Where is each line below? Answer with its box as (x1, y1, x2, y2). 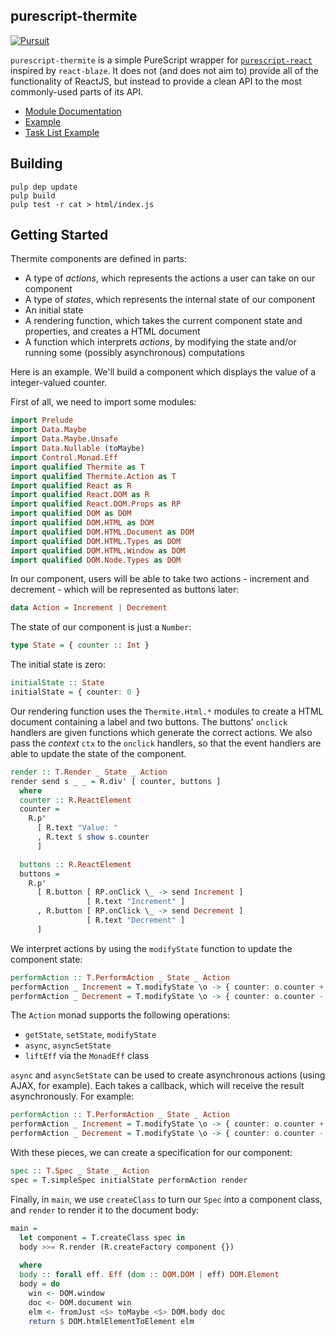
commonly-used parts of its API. (10, 85, 144, 98)
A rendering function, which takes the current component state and (24, 315, 303, 327)
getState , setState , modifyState (24, 1029, 157, 1041)
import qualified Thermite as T (10, 462, 145, 472)
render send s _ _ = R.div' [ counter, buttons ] (10, 776, 222, 786)
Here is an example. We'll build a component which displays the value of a (10, 366, 317, 378)
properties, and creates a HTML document (24, 325, 201, 338)
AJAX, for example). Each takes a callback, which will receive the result (10, 1080, 305, 1092)
